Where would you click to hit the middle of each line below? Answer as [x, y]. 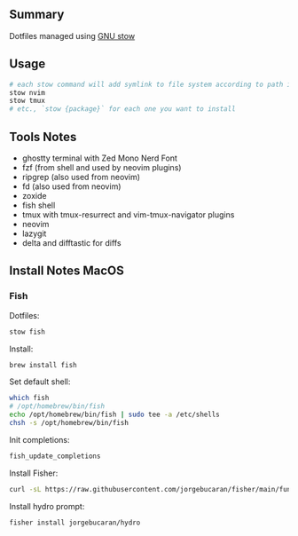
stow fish [27, 332]
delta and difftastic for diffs [71, 242]
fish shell [39, 205]
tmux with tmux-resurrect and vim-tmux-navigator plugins [128, 214]
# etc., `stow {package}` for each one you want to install [123, 109]
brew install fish [43, 365]
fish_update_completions [55, 456]
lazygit [34, 233]
